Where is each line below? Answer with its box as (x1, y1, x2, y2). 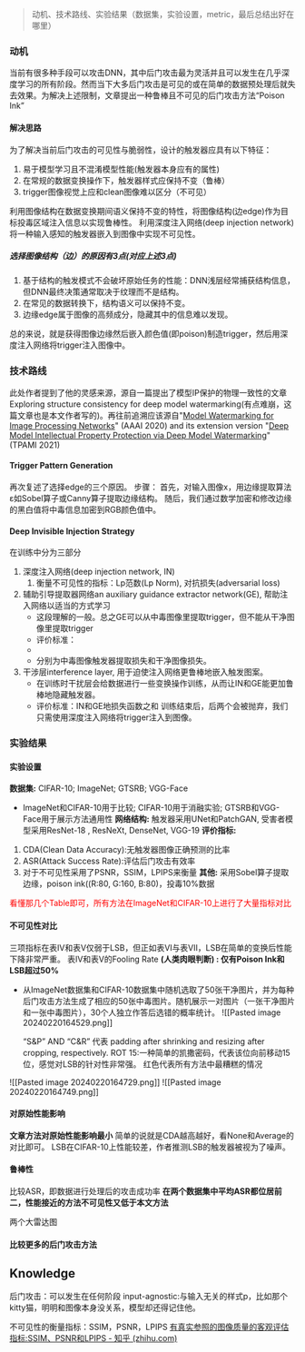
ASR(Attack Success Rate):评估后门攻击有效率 (22, 855, 196, 866)
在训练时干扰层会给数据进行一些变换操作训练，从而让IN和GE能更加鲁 (35, 678, 294, 689)
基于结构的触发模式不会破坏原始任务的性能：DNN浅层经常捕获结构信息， (22, 275, 295, 286)
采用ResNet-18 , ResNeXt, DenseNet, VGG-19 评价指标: (30, 825, 237, 836)
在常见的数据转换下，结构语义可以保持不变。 (22, 298, 191, 309)
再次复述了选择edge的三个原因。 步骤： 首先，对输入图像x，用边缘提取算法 (9, 481, 292, 492)
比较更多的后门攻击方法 (9, 1239, 97, 1249)
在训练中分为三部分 (9, 547, 82, 558)
